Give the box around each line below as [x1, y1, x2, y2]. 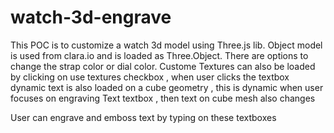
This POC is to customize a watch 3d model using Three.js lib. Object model [10, 39, 323, 51]
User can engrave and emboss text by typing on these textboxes [10, 111, 277, 123]
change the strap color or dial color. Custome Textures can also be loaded [10, 60, 316, 72]
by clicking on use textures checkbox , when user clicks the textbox [10, 71, 290, 83]
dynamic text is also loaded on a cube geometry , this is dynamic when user [10, 81, 324, 93]
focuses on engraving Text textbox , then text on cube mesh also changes [10, 92, 316, 104]
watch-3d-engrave [10, 6, 172, 29]
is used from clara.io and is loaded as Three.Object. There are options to [10, 49, 309, 61]
